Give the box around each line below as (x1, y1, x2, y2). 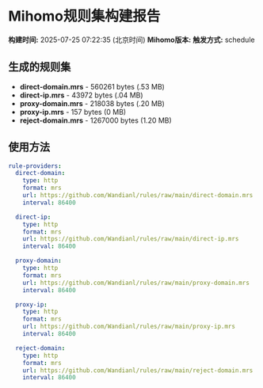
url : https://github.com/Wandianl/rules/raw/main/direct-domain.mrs (22, 192, 253, 200)
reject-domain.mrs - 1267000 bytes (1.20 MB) (19, 116, 172, 125)
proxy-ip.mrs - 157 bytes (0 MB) (19, 107, 127, 116)
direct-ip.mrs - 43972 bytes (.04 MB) (19, 90, 144, 100)
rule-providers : (8, 162, 62, 170)
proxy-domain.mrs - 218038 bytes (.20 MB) (19, 98, 165, 108)
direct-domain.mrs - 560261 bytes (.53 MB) (19, 82, 165, 91)
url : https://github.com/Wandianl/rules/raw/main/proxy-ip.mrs (22, 322, 236, 331)
